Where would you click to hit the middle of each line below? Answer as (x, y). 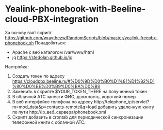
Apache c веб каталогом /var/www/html (53, 52)
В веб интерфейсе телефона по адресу (52, 101)
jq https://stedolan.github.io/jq (42, 57)
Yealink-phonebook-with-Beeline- (75, 9)
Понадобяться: (50, 43)
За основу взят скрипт (28, 32)
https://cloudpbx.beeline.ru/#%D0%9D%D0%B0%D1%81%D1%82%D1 (83, 81)
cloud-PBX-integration (52, 19)
